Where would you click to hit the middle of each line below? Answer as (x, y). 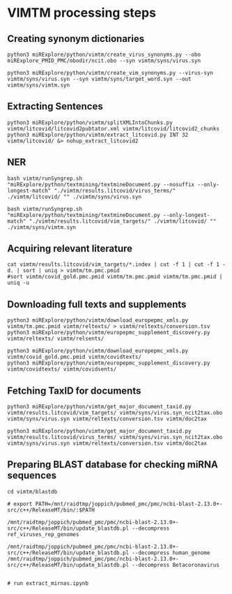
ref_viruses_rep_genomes (43, 534)
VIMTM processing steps (82, 13)
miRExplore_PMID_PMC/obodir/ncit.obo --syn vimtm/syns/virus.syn (104, 61)
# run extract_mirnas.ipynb (48, 583)
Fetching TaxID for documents (74, 391)
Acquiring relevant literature (70, 249)
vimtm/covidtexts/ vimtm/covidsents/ (62, 369)
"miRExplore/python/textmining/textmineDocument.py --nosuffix (101, 184)
